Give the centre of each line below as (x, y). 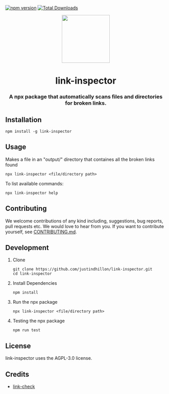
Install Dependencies (35, 283)
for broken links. (86, 103)
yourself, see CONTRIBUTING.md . (41, 232)
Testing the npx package (39, 321)
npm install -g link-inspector (39, 131)
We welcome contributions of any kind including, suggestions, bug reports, (84, 221)
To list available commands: (34, 183)
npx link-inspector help (32, 193)
